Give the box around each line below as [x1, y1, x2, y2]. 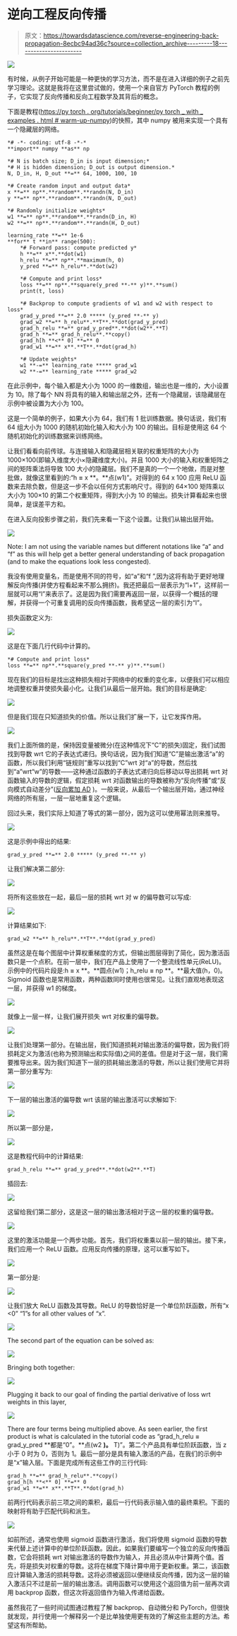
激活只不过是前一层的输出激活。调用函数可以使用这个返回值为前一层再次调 [13, 1579, 230, 1588]
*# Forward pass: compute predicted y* [20, 244, 138, 251]
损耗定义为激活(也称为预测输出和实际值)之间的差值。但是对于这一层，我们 [7, 1049, 222, 1057]
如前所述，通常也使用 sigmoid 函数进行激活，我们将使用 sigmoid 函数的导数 [7, 1535, 227, 1543]
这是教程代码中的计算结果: [7, 1151, 84, 1160]
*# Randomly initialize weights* [7, 207, 106, 214]
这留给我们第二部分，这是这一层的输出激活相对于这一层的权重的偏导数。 [7, 1207, 217, 1216]
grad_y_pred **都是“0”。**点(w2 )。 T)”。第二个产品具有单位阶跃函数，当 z [7, 1440, 227, 1449]
